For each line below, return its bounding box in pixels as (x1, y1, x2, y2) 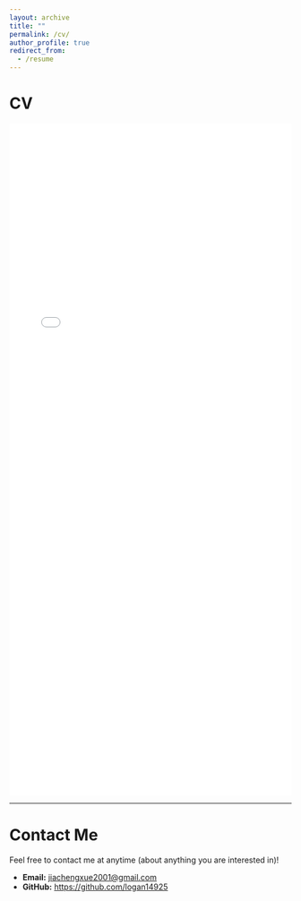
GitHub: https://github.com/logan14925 (21, 881, 168, 892)
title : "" (9, 21, 47, 30)
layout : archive (9, 13, 70, 22)
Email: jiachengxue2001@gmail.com (21, 871, 158, 882)
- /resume (17, 55, 54, 64)
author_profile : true (9, 38, 90, 47)
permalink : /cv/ (9, 30, 70, 39)
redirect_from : (9, 47, 66, 56)
